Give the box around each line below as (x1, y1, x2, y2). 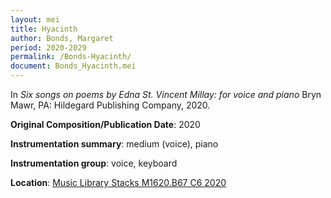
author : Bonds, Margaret (10, 33, 114, 43)
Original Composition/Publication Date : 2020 (10, 119, 201, 130)
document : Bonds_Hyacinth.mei (10, 61, 137, 71)
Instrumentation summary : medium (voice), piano (10, 138, 219, 150)
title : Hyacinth (10, 24, 78, 34)
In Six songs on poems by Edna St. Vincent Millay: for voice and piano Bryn (10, 89, 322, 100)
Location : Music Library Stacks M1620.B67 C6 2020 (10, 177, 227, 188)
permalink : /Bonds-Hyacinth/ (10, 52, 132, 62)
